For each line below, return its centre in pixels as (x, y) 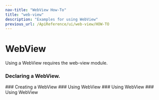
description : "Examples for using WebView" (52, 19)
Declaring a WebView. (33, 76)
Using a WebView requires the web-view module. (57, 63)
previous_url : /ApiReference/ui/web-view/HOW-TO (57, 24)
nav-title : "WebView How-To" (36, 10)
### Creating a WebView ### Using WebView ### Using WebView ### (79, 87)
